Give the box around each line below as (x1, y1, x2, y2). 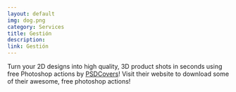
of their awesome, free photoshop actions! (7, 77, 131, 85)
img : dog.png (7, 17, 46, 24)
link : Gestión (7, 43, 49, 50)
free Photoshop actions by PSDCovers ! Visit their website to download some (7, 70, 230, 78)
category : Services (7, 23, 65, 30)
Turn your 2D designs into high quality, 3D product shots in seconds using (7, 63, 223, 70)
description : (7, 37, 46, 44)
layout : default (7, 10, 55, 18)
